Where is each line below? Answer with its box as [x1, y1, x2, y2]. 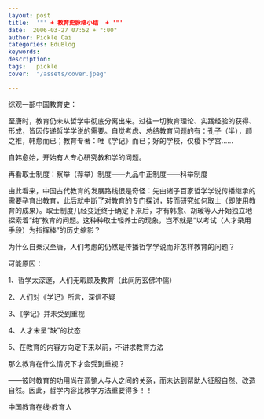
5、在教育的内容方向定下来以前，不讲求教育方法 [8, 342, 164, 351]
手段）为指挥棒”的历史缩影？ [8, 225, 101, 234]
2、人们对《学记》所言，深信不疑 [8, 292, 116, 301]
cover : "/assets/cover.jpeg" [8, 70, 108, 78]
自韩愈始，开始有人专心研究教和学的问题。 [8, 153, 146, 162]
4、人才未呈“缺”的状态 [8, 325, 81, 335]
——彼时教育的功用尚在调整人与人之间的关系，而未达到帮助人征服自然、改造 [8, 375, 256, 385]
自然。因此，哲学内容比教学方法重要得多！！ [8, 385, 153, 395]
